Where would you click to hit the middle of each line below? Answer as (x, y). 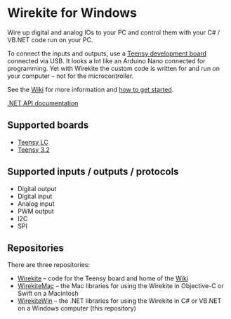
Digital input (35, 196)
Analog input (36, 203)
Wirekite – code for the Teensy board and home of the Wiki (103, 278)
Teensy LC (33, 142)
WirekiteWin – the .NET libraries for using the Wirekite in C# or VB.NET (119, 301)
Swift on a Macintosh (48, 294)
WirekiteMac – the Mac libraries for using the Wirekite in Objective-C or (121, 286)
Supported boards (48, 125)
